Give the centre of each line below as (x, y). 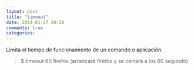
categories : (21, 33)
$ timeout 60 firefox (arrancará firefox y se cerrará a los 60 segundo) (104, 61)
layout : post (22, 11)
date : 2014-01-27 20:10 (35, 22)
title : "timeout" (27, 17)
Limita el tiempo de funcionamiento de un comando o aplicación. (84, 50)
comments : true (25, 28)
